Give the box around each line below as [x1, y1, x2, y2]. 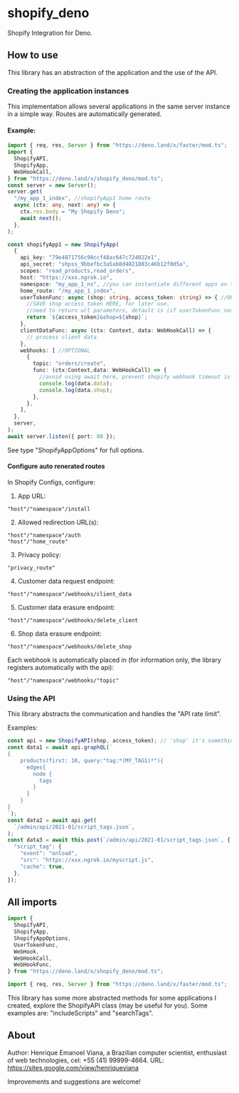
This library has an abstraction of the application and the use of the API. [7, 68, 218, 76]
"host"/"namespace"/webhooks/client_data [7, 590, 132, 598]
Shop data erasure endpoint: [17, 629, 102, 638]
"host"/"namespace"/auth [7, 532, 81, 539]
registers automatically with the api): [7, 663, 115, 671]
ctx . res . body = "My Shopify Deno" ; [20, 208, 126, 215]
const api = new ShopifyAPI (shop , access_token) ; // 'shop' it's [7, 737, 205, 745]
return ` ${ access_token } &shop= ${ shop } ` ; [26, 314, 148, 321]
